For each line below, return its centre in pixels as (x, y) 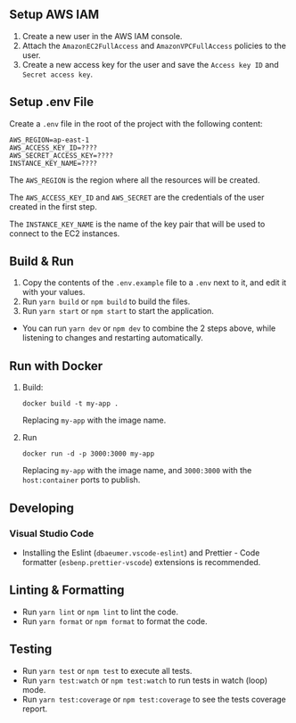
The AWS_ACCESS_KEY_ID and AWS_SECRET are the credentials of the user (137, 197)
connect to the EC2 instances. (65, 233)
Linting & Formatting (67, 591)
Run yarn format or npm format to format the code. (115, 621)
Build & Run (41, 262)
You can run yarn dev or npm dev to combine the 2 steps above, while (149, 328)
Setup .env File (52, 102)
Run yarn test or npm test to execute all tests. (107, 670)
